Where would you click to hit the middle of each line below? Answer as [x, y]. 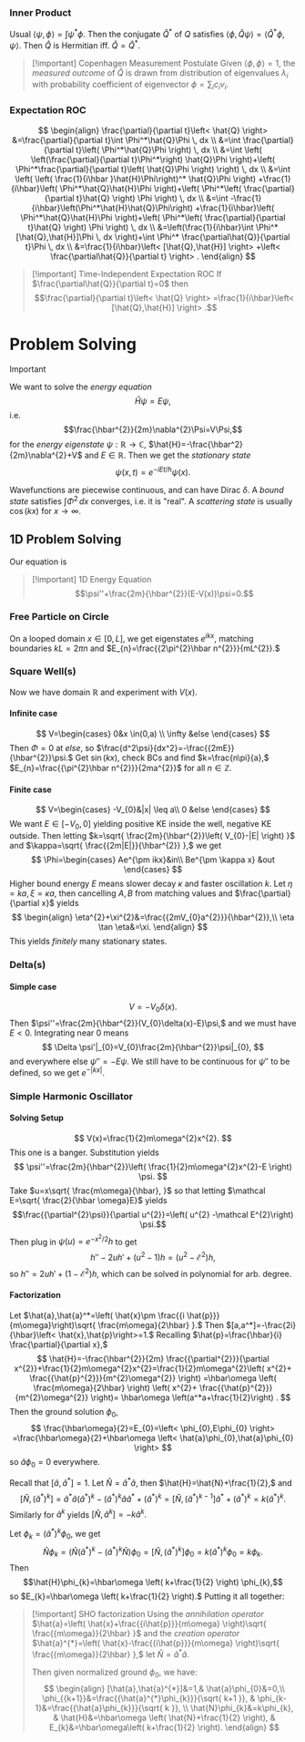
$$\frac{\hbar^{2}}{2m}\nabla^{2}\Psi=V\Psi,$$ [153, 429]
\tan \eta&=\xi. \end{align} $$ [153, 927]
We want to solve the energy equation [81, 387]
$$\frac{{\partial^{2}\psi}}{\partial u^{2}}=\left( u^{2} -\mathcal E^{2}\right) [153, 1214]
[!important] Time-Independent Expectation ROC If [127, 273]
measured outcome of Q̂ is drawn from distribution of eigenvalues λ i [160, 73]
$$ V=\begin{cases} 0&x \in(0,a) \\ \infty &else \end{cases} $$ [153, 734]
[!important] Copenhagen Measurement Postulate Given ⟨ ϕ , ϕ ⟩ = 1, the [163, 63]
